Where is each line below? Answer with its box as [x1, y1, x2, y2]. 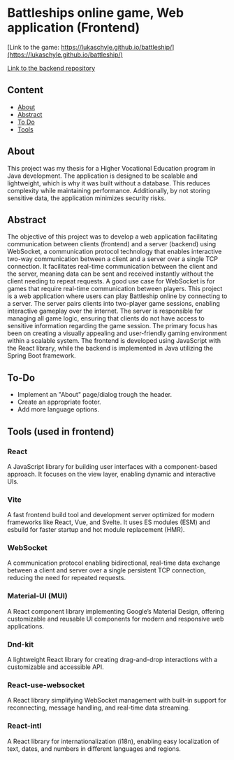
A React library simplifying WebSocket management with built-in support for [7, 696, 227, 705]
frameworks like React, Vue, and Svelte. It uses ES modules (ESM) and [7, 518, 211, 526]
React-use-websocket [7, 680, 85, 690]
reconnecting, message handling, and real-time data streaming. [7, 703, 191, 712]
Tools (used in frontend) [7, 425, 115, 437]
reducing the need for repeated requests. [7, 574, 126, 582]
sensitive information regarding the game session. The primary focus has [7, 322, 218, 330]
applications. [7, 621, 44, 631]
